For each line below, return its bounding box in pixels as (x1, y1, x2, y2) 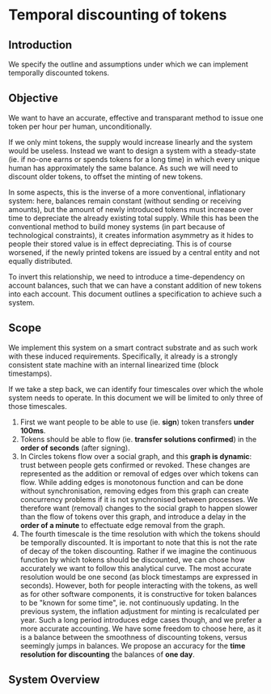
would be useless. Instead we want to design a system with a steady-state (8, 146, 256, 155)
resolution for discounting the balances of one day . (19, 649, 196, 659)
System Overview (8, 673, 100, 687)
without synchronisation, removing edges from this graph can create (19, 486, 249, 496)
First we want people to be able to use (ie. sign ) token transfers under (19, 417, 255, 427)
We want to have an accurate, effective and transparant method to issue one (8, 113, 264, 122)
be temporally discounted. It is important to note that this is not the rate (19, 537, 257, 547)
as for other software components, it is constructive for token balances (19, 589, 257, 598)
